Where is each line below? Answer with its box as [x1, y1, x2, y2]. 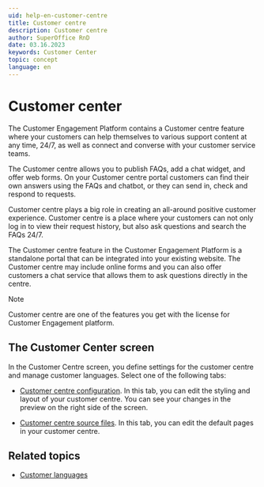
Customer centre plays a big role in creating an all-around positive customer [8, 204, 257, 214]
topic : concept [8, 56, 58, 64]
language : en [8, 63, 51, 71]
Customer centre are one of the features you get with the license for [8, 310, 231, 319]
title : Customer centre [8, 19, 87, 27]
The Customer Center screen [8, 341, 155, 355]
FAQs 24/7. [8, 230, 43, 239]
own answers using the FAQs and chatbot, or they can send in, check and [8, 181, 248, 190]
